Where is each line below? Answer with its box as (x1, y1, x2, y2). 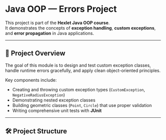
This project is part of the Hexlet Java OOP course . (5, 20, 110, 26)
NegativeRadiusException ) (12, 92, 65, 98)
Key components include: (5, 77, 57, 83)
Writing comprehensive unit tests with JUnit (12, 107, 102, 113)
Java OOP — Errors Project (5, 3, 117, 15)
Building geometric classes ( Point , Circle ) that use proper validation (12, 102, 152, 108)
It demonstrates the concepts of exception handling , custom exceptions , (5, 25, 156, 31)
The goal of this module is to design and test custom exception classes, (5, 62, 151, 68)
